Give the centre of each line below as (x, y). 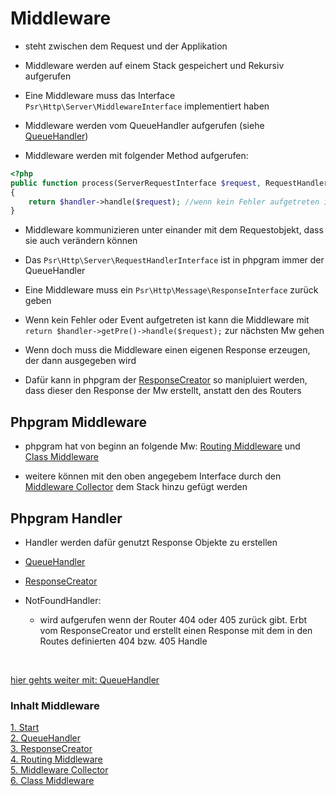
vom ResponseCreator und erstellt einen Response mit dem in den (176, 630)
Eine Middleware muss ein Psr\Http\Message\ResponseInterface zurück (171, 290)
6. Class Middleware (52, 781)
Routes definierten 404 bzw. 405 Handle (123, 641)
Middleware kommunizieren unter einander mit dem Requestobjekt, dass (174, 230)
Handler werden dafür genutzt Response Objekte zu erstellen (151, 542)
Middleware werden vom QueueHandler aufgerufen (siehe (144, 125)
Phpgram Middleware (78, 422)
